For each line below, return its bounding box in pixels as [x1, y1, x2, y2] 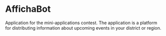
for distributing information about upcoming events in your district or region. [5, 25, 162, 31]
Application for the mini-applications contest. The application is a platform [5, 20, 158, 26]
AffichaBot [5, 3, 51, 15]
